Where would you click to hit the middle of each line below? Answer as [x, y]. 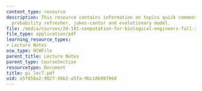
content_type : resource [36, 12]
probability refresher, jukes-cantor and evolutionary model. [91, 23]
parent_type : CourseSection [41, 62]
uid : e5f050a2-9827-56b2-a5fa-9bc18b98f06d [62, 78]
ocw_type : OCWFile [29, 51]
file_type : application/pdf [41, 34]
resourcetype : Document [36, 67]
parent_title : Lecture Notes [43, 56]
